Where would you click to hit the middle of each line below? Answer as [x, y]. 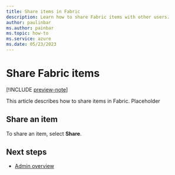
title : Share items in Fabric [43, 11]
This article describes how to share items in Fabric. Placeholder [83, 101]
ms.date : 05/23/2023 [32, 45]
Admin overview [34, 166]
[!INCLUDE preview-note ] [37, 89]
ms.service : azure [29, 39]
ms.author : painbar [30, 28]
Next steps [27, 152]
